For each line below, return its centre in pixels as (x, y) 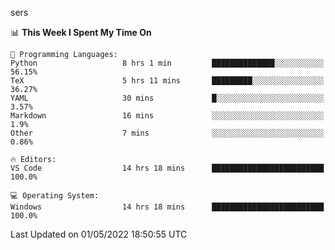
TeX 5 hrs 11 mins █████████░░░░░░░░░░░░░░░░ (167, 81)
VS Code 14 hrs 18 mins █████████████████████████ (167, 168)
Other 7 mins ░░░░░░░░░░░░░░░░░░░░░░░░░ (167, 133)
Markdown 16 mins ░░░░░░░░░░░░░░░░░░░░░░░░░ (167, 116)
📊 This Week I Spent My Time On (81, 32)
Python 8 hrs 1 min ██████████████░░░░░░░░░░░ (167, 63)
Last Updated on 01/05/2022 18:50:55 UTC (99, 234)
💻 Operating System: (55, 196)
